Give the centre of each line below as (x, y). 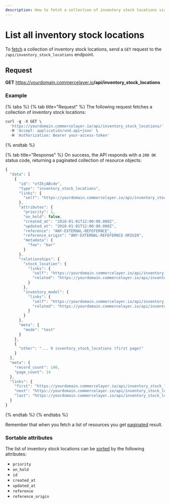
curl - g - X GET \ (24, 121)
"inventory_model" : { (46, 292)
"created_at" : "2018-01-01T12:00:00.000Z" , (70, 221)
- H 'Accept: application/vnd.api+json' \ (54, 131)
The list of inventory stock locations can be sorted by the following (75, 449)
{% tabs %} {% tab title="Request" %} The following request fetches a (79, 106)
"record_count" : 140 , (37, 367)
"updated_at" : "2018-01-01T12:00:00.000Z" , (70, 226)
